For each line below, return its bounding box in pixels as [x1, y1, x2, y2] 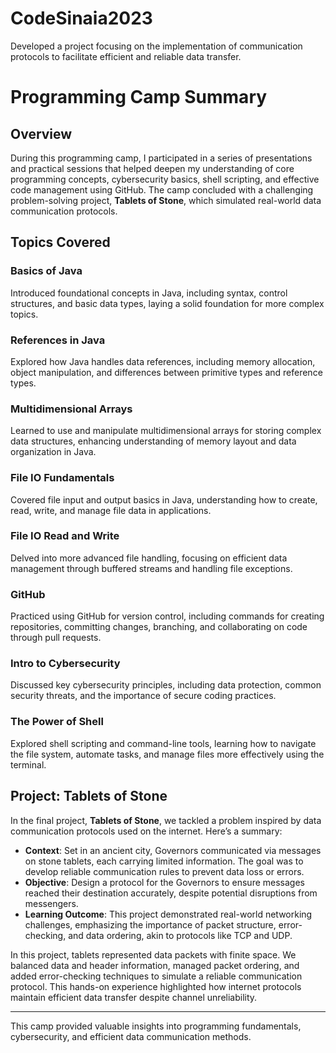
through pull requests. [10, 632, 102, 644]
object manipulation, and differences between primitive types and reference [10, 366, 323, 378]
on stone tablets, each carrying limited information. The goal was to [24, 855, 304, 867]
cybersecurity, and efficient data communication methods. [10, 1030, 252, 1042]
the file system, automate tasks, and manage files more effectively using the [10, 748, 325, 760]
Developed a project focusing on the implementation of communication [10, 40, 303, 52]
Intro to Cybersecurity [10, 657, 121, 671]
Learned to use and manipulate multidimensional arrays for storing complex [10, 425, 322, 437]
